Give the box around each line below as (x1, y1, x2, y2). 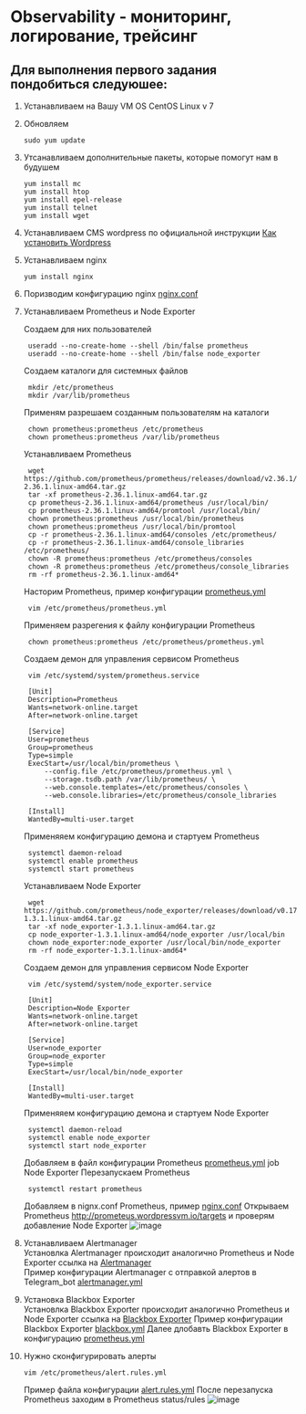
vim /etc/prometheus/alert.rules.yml (23, 1368, 168, 1377)
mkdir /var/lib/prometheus (27, 391, 130, 400)
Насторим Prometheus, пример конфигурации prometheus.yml (23, 586, 267, 597)
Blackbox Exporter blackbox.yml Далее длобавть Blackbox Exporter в (23, 1324, 289, 1334)
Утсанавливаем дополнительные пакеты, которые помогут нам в (23, 152, 279, 162)
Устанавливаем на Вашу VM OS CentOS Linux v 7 (23, 100, 214, 111)
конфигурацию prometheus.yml (23, 1333, 145, 1344)
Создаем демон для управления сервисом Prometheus (23, 654, 240, 664)
